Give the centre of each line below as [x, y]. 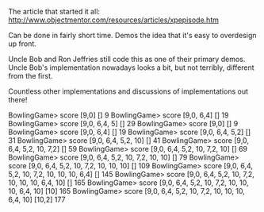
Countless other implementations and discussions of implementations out [128, 91]
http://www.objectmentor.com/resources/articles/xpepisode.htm [114, 20]
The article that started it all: [54, 12]
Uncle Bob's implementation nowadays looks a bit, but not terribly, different [132, 67]
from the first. [31, 76]
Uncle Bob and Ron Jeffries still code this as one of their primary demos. [127, 59]
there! [18, 100]
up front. [23, 44]
